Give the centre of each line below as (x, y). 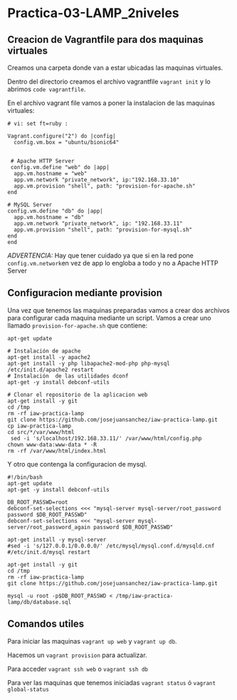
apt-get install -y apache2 (49, 357)
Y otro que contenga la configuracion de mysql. (77, 464)
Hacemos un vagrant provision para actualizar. (77, 655)
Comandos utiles (46, 624)
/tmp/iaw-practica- (144, 596)
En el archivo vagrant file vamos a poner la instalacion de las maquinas (111, 103)
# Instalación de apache (44, 351)
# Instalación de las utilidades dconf (68, 376)
